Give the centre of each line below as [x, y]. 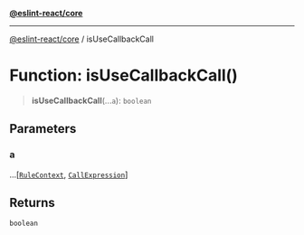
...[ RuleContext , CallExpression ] [69, 174]
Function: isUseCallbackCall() [123, 75]
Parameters [43, 129]
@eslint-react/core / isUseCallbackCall [81, 39]
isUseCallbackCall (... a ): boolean [91, 100]
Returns [33, 203]
